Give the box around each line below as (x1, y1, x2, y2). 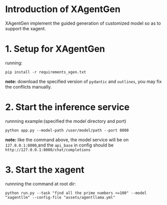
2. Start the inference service (5, 102, 130, 113)
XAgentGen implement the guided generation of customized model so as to (5, 20, 161, 26)
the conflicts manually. (5, 84, 52, 90)
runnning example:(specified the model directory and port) (5, 118, 126, 124)
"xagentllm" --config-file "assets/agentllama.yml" (5, 195, 115, 200)
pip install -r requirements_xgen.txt (5, 70, 86, 75)
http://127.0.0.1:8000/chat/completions (5, 147, 91, 152)
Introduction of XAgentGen (5, 4, 121, 15)
